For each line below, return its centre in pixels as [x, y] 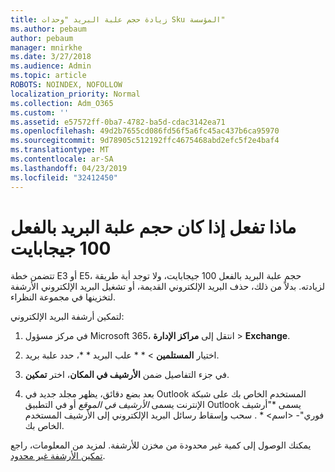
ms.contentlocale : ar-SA [62, 159]
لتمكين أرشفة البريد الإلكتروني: [67, 317]
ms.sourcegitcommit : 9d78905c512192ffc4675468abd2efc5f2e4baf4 [145, 141]
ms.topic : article [48, 76]
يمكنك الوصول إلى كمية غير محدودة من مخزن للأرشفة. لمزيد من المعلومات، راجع [161, 445]
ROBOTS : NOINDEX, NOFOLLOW [66, 85]
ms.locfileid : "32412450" [64, 177]
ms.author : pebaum [48, 29]
